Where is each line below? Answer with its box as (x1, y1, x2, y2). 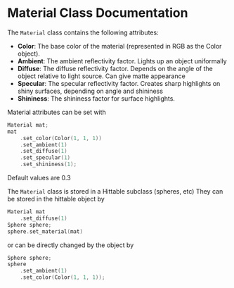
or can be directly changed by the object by (7, 241, 134, 249)
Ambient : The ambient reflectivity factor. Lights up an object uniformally (17, 56, 227, 65)
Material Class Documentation (7, 5, 188, 21)
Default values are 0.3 (7, 174, 72, 182)
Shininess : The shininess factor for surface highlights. (17, 94, 176, 103)
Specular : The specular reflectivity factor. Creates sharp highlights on (17, 79, 221, 87)
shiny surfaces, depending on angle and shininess (17, 87, 164, 95)
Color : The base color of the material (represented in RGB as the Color (17, 42, 222, 50)
